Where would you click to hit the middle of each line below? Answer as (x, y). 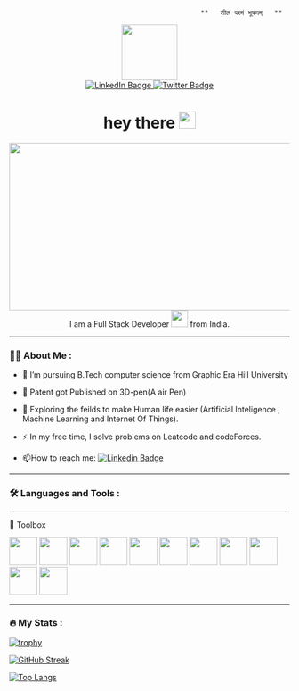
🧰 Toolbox (28, 524)
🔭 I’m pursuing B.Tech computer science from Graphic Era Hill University (155, 375)
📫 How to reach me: (59, 458)
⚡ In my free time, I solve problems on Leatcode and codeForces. (141, 437)
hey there (140, 123)
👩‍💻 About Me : (41, 355)
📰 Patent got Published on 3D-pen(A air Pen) (104, 392)
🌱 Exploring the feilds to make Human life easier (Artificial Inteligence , (151, 410)
